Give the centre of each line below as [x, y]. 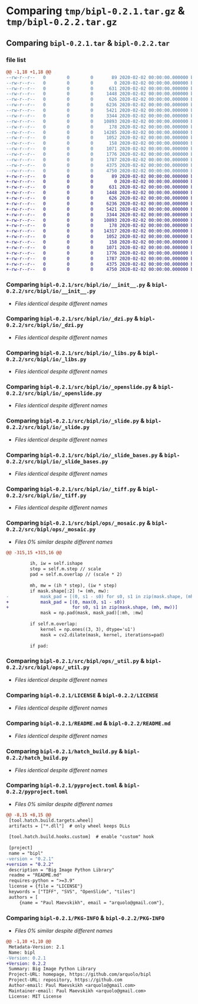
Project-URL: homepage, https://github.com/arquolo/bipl [80, 974]
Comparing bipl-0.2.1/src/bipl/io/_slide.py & [75, 421]
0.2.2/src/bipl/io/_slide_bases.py [57, 461]
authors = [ [23, 897]
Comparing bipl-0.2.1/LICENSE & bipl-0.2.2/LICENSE [82, 695]
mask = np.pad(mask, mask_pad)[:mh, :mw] [92, 613]
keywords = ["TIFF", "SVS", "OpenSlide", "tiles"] [72, 892]
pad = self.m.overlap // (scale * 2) [76, 575]
